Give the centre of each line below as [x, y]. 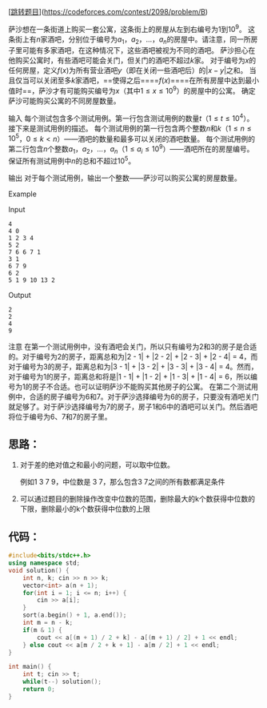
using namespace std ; [44, 563]
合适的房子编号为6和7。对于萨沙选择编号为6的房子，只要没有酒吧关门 [144, 396]
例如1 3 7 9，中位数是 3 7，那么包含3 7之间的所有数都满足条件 [122, 482]
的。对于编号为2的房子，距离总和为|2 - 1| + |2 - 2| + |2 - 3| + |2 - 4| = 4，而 [133, 356]
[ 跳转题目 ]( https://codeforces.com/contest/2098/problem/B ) [108, 12]
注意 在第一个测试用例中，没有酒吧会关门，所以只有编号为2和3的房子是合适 [133, 346]
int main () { [30, 667]
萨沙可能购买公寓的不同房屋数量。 [64, 101]
